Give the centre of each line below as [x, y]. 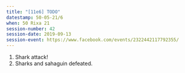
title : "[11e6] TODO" [33, 12]
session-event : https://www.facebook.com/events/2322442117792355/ [93, 40]
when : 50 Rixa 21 [28, 23]
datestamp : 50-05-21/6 [35, 17]
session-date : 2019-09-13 [39, 34]
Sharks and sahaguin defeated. [54, 63]
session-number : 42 [31, 29]
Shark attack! [31, 57]
